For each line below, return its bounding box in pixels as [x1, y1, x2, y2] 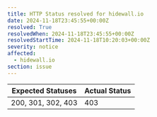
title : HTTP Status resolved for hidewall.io [7, 10, 144, 18]
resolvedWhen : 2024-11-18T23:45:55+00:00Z [7, 30, 134, 38]
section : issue [7, 63, 52, 70]
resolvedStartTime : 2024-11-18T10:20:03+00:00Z [7, 37, 151, 44]
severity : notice [7, 43, 59, 50]
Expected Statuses [11, 86, 77, 96]
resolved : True [7, 23, 52, 30]
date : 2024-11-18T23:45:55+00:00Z [7, 17, 110, 24]
